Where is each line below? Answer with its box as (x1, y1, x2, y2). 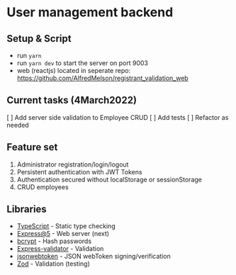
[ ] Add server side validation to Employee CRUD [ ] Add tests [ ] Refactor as (6, 113, 229, 121)
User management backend (6, 4, 174, 21)
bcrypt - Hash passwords (16, 237, 92, 245)
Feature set (6, 141, 58, 153)
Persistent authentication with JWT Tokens (16, 167, 142, 176)
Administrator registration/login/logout (16, 160, 129, 169)
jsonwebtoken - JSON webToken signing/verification (16, 252, 171, 261)
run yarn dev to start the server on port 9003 (16, 59, 148, 67)
